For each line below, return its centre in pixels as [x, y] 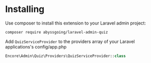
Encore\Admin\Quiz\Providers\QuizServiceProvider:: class [66, 56]
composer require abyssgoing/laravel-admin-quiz [57, 32]
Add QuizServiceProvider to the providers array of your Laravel [70, 41]
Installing [25, 9]
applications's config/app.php [36, 46]
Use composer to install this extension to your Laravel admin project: [75, 23]
